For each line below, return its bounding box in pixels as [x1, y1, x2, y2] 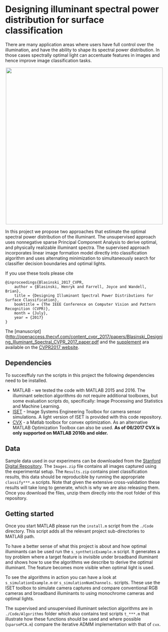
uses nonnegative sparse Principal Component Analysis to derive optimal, [5, 239, 158, 245]
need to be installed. [5, 377, 48, 384]
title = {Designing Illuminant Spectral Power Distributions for [14, 293, 154, 298]
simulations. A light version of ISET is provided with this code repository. [12, 414, 162, 420]
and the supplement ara [100, 339, 149, 345]
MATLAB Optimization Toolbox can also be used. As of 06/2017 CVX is [12, 424, 160, 430]
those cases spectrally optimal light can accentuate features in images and [5, 52, 160, 58]
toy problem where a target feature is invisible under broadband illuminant [5, 554, 158, 560]
